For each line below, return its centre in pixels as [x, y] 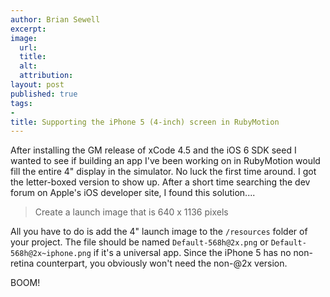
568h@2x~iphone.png [51, 254]
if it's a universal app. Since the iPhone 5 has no [192, 253]
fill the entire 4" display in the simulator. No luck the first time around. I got [163, 172]
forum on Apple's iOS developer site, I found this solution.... [133, 193]
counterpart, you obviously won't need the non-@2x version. [162, 263]
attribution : [46, 76]
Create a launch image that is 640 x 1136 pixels [131, 212]
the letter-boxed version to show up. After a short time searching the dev [160, 182]
